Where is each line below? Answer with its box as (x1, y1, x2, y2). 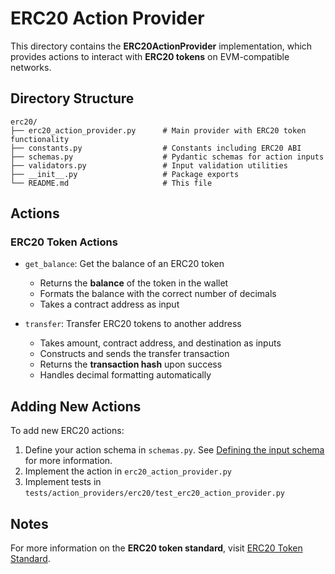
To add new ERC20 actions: (10, 425, 125, 437)
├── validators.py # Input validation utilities (10, 160, 288, 171)
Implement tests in (24, 476, 102, 488)
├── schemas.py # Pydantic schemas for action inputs (10, 152, 325, 162)
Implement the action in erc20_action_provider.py (24, 465, 232, 477)
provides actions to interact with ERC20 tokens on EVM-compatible (10, 50, 290, 62)
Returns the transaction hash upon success (39, 358, 223, 371)
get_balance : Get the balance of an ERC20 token (24, 258, 225, 270)
